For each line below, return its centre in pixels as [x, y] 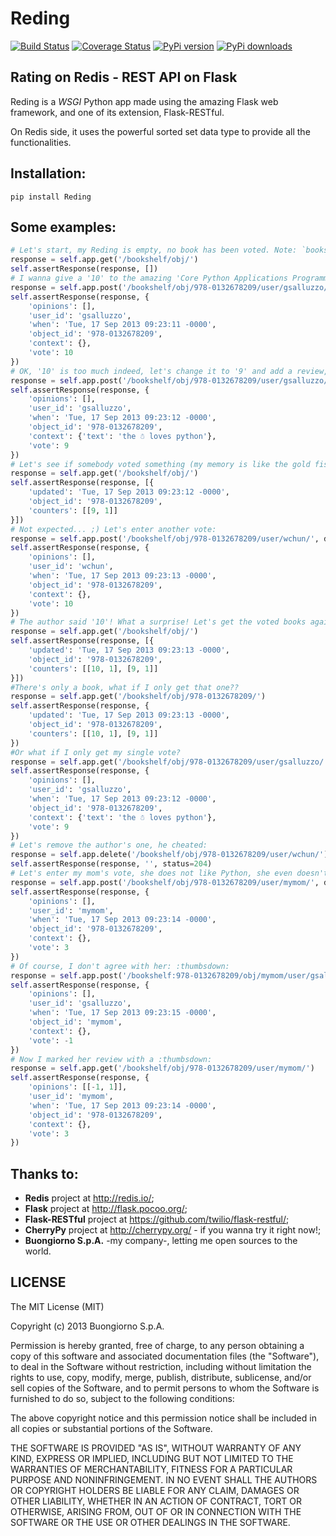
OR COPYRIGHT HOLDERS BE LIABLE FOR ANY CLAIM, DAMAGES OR [155, 1490]
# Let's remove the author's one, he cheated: [109, 845]
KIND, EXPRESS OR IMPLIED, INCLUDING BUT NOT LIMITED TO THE [152, 1458]
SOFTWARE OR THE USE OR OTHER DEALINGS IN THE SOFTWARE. [150, 1522]
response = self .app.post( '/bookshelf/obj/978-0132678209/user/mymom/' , [165, 882]
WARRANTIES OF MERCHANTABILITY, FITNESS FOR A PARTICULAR [151, 1469]
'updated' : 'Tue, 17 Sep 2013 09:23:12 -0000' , [129, 492]
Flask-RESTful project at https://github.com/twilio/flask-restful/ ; [157, 1219]
